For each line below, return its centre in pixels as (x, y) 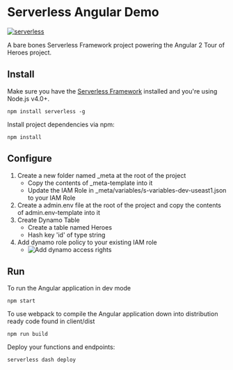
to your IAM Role (51, 198)
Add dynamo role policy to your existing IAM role (87, 242)
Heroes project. (30, 52)
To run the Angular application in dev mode (69, 288)
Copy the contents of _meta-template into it (90, 183)
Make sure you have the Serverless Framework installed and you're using (112, 91)
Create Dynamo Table (48, 220)
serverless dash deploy (42, 360)
